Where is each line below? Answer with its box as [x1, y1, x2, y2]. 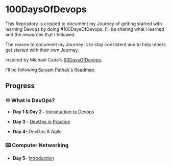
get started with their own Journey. [5, 47, 79, 53]
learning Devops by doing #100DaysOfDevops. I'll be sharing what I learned [5, 26, 165, 32]
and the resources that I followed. [5, 31, 76, 37]
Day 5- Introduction [12, 155, 55, 161]
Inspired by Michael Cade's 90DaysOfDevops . [5, 56, 103, 63]
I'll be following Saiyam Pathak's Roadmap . [5, 67, 96, 73]
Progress [5, 81, 35, 90]
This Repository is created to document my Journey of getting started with [5, 20, 162, 27]
